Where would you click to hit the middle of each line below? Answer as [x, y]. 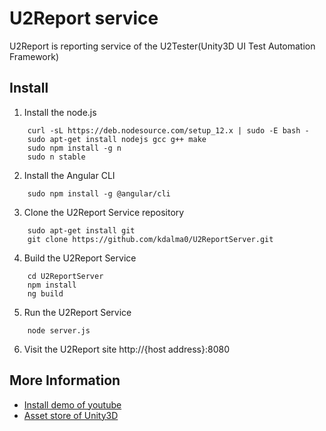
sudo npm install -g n [74, 148]
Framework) [34, 56]
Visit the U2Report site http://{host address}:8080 [126, 349]
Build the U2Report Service [80, 258]
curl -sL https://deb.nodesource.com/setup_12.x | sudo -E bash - [168, 130]
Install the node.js [60, 112]
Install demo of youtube [72, 404]
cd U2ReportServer [65, 276]
